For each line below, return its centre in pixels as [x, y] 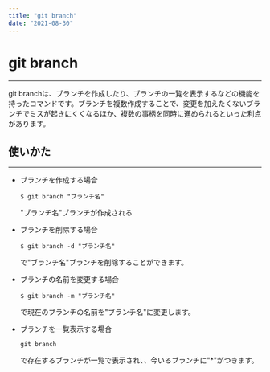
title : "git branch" [43, 16]
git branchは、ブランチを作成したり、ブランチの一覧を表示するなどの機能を [134, 94]
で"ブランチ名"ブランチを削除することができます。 [104, 263]
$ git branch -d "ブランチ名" [67, 247]
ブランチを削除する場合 [59, 230]
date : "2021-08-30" [41, 23]
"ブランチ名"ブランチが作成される [76, 213]
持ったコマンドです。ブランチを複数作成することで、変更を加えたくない [127, 104]
